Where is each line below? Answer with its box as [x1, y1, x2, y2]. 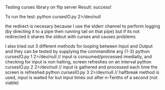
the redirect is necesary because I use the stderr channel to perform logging [5, 23, 161, 29]
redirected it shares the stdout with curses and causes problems [5, 34, 136, 39]
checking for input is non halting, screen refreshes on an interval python [5, 59, 152, 64]
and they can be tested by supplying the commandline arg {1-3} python [5, 49, 150, 54]
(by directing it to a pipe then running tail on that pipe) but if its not [5, 29, 140, 34]
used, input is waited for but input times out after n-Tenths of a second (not [5, 75, 158, 80]
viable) [5, 80, 19, 86]
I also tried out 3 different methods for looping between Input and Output [5, 43, 153, 49]
